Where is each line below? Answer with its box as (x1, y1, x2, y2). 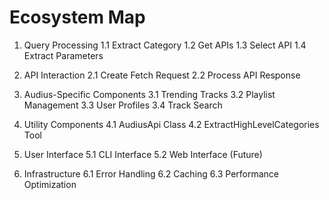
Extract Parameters (23, 49, 104, 61)
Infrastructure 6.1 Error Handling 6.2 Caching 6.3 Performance (23, 167, 279, 180)
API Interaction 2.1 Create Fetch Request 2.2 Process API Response (23, 69, 301, 81)
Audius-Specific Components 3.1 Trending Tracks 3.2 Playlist (23, 88, 276, 100)
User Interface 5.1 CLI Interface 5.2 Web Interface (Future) (23, 148, 263, 160)
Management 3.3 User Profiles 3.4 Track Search (23, 99, 223, 111)
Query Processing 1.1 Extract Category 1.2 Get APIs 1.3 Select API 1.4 (23, 39, 307, 51)
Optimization (23, 178, 77, 190)
